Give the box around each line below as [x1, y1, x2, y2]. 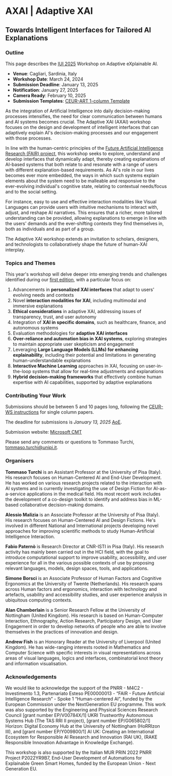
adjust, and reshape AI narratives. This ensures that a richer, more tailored [5, 209, 162, 216]
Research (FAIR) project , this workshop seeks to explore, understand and [5, 150, 160, 157]
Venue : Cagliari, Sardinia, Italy [12, 70, 77, 76]
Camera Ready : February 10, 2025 [12, 92, 86, 99]
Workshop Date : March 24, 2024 [12, 76, 84, 82]
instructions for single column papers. [13, 409, 94, 415]
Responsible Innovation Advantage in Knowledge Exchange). [5, 740, 135, 746]
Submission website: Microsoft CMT [5, 429, 82, 435]
